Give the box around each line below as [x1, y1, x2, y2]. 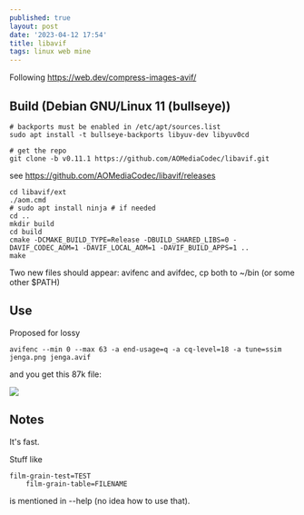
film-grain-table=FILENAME [25, 479, 128, 489]
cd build [9, 227, 43, 236]
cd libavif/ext [9, 187, 67, 196]
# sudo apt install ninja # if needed [9, 203, 156, 213]
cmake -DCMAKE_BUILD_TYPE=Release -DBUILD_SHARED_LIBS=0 [9, 235, 230, 244]
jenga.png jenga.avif [9, 352, 92, 361]
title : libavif [9, 38, 67, 48]
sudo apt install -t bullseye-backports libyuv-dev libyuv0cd [9, 130, 250, 139]
